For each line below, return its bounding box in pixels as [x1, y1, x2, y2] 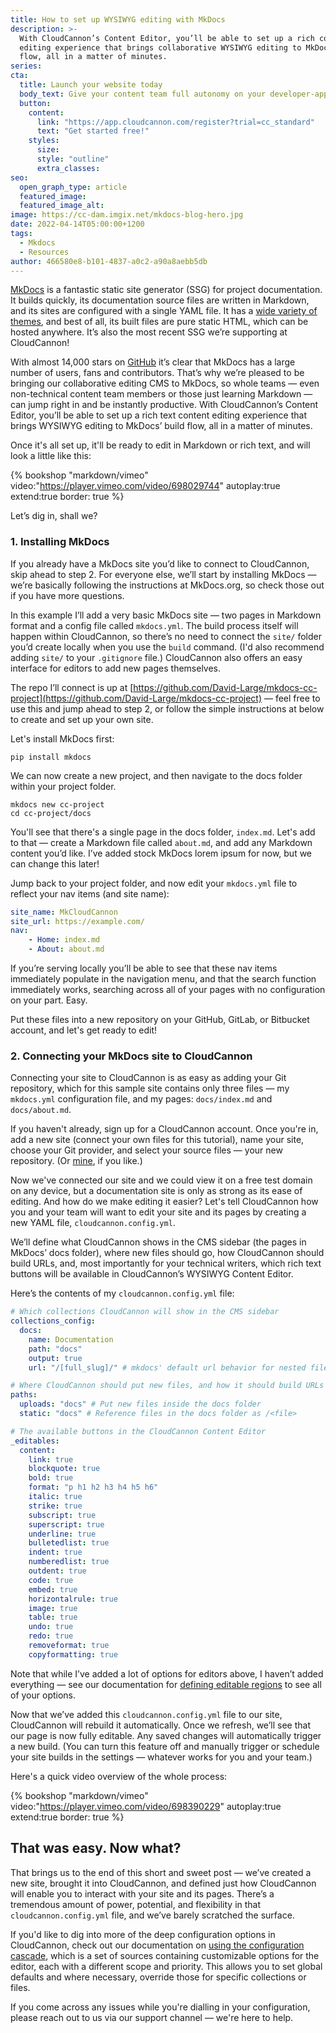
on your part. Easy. [10, 994, 88, 1006]
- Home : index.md [28, 935, 101, 945]
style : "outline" [36, 154, 110, 164]
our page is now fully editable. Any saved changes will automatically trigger [10, 1729, 322, 1741]
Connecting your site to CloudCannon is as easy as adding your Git [10, 1072, 287, 1084]
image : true [28, 1603, 78, 1613]
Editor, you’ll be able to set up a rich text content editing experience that [10, 409, 307, 421]
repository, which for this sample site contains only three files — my [10, 1082, 290, 1095]
